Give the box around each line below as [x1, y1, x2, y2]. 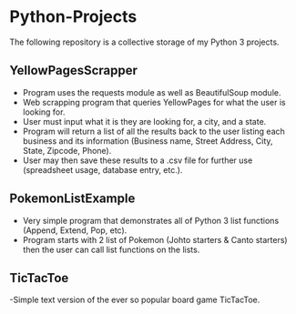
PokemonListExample [9, 191, 136, 207]
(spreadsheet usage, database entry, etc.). [22, 164, 183, 175]
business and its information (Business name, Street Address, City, [22, 135, 273, 147]
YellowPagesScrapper [9, 63, 138, 78]
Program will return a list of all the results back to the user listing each [22, 126, 285, 137]
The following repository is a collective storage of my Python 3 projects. [9, 36, 280, 47]
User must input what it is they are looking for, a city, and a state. [22, 116, 267, 127]
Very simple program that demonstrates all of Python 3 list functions [22, 215, 280, 226]
